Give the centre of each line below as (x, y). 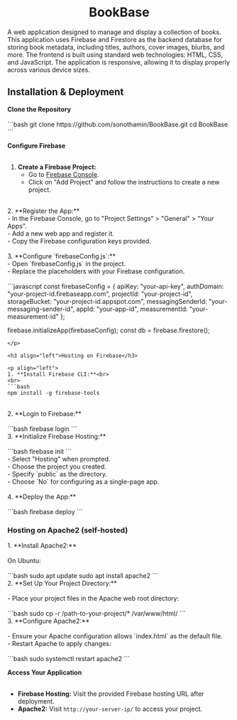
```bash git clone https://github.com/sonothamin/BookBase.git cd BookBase (118, 124)
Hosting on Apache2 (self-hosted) (68, 530)
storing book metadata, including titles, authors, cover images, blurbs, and (116, 47)
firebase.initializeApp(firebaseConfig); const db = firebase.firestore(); (109, 330)
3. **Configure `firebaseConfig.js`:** (61, 256)
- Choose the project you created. (57, 467)
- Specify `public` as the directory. (57, 474)
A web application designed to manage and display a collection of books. (114, 32)
